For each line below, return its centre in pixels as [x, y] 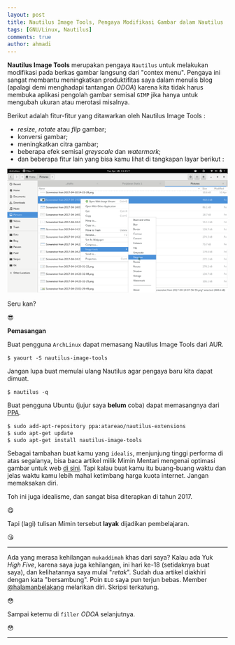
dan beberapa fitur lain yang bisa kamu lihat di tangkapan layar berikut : [121, 159]
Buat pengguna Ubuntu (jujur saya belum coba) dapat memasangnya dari [113, 405]
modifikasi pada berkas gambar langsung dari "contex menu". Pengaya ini [114, 73]
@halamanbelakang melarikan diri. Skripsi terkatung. [83, 587]
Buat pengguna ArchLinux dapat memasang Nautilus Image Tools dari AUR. [115, 345]
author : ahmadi [29, 44]
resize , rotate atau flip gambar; [62, 129]
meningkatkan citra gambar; [58, 144]
